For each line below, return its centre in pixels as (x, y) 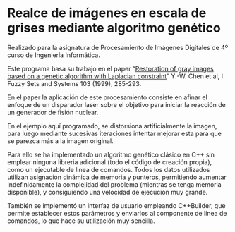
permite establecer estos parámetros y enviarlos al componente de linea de (117, 213)
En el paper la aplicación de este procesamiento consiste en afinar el (108, 97)
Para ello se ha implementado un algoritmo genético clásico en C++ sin (111, 154)
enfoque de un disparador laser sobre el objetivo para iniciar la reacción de (116, 104)
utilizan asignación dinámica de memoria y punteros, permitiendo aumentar (117, 177)
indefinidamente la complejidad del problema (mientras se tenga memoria (114, 184)
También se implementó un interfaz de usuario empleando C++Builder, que (116, 205)
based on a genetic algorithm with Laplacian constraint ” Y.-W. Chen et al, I (115, 76)
